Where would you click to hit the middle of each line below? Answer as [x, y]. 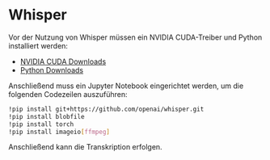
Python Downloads [51, 69]
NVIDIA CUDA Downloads [63, 61]
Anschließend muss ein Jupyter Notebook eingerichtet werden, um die [126, 86]
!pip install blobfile [46, 116]
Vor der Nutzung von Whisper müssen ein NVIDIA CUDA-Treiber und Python [135, 37]
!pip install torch [41, 124]
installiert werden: [38, 45]
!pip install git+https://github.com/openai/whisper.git [106, 109]
